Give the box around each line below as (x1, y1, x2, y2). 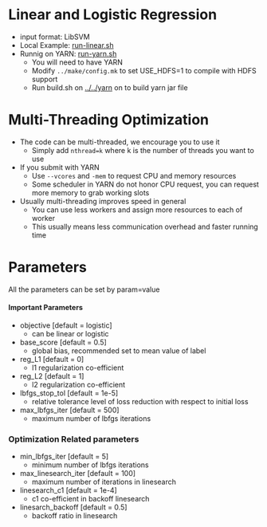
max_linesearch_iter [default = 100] (19, 469, 136, 478)
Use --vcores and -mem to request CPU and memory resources (31, 171, 237, 180)
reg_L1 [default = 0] (19, 355, 84, 364)
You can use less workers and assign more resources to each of (31, 205, 243, 214)
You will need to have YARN (31, 57, 124, 67)
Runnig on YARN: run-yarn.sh (19, 49, 117, 58)
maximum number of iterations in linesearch (31, 477, 177, 487)
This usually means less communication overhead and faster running (31, 222, 259, 231)
